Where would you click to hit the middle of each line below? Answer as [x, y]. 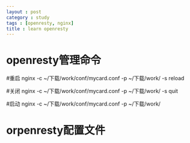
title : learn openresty [37, 29]
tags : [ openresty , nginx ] [40, 23]
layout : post [24, 12]
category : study [28, 17]
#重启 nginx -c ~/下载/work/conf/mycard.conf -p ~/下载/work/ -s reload [95, 78]
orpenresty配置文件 [56, 131]
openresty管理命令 [54, 60]
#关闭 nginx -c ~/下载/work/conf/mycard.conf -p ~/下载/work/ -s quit [92, 91]
